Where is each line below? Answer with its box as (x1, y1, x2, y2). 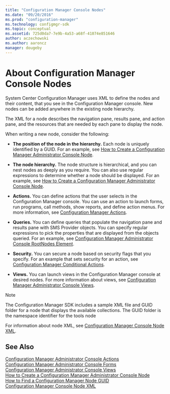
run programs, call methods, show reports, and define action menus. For (12, 204, 165, 210)
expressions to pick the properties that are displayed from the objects (12, 230, 159, 236)
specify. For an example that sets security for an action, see (12, 256, 138, 262)
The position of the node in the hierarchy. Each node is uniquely (12, 140, 150, 147)
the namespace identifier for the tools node (5, 313, 96, 319)
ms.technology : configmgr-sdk (5, 21, 70, 27)
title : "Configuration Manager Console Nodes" (5, 7, 106, 13)
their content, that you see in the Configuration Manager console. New (5, 100, 153, 106)
